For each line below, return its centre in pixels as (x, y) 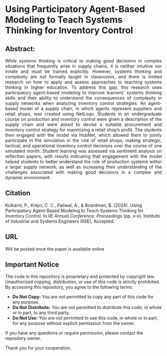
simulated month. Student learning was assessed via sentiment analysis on (83, 151)
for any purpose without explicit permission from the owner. (74, 324)
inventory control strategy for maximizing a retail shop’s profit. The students (83, 130)
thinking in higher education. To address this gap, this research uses (83, 87)
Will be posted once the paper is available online (55, 249)
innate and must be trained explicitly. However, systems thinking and (83, 71)
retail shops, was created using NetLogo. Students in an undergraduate (83, 114)
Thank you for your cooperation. (38, 348)
